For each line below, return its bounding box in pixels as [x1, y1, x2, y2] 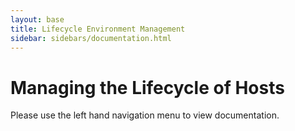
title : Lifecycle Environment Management [10, 24, 186, 34]
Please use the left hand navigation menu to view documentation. [10, 109, 280, 121]
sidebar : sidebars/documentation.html [10, 33, 172, 43]
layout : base [10, 14, 65, 25]
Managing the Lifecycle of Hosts [10, 76, 285, 99]
